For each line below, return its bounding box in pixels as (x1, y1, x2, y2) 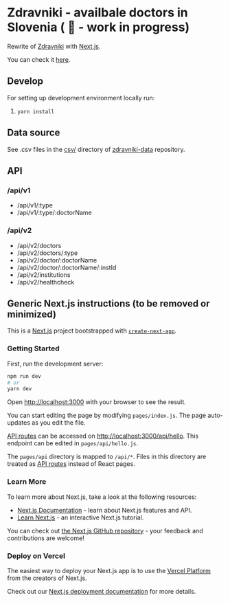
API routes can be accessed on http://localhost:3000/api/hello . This (7, 432, 199, 441)
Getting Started (7, 344, 60, 353)
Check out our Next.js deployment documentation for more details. (7, 587, 196, 595)
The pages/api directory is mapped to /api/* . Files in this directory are (7, 452, 207, 461)
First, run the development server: (7, 359, 104, 368)
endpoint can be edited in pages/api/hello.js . (7, 439, 139, 447)
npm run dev (7, 372, 41, 379)
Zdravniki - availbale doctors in (7, 5, 189, 21)
